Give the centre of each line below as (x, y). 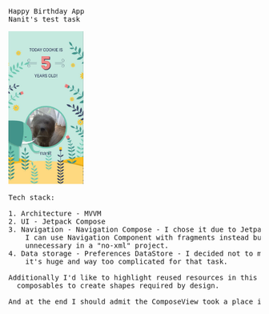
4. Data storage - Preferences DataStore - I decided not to (131, 253)
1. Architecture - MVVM (55, 213)
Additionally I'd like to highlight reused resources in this (133, 277)
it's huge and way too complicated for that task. (126, 261)
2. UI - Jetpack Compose (57, 221)
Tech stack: (32, 197)
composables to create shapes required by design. (118, 285)
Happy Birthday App (46, 11)
